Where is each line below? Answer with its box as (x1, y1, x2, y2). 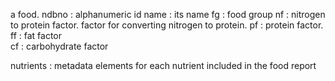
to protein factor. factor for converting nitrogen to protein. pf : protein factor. (10, 19, 324, 31)
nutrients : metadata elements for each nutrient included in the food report (10, 60, 317, 71)
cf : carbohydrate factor (10, 40, 109, 52)
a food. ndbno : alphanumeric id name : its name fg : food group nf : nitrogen (10, 9, 326, 20)
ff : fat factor (10, 30, 62, 41)
